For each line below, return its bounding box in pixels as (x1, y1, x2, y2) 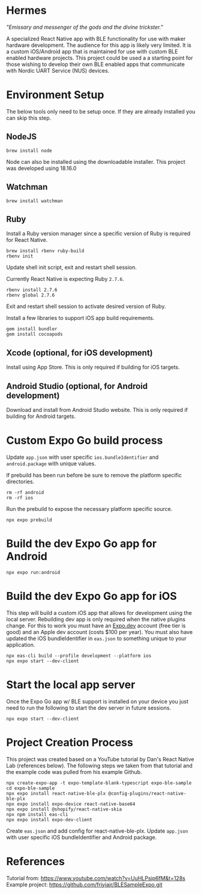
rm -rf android (6, 489, 44, 495)
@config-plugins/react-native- (108, 790, 187, 796)
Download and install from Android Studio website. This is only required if (6, 406, 188, 413)
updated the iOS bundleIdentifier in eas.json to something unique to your (6, 635, 187, 642)
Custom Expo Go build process (6, 433, 163, 447)
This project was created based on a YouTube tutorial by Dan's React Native (6, 755, 194, 763)
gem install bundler (6, 326, 58, 332)
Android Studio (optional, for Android (6, 381, 148, 391)
